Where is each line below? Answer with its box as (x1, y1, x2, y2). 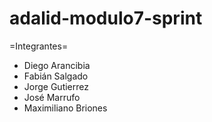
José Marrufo (23, 91, 81, 103)
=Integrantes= (9, 40, 69, 52)
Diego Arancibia (23, 59, 91, 71)
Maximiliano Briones (23, 102, 108, 114)
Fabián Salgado (23, 70, 89, 82)
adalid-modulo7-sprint (9, 7, 203, 30)
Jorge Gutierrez (23, 80, 89, 92)
